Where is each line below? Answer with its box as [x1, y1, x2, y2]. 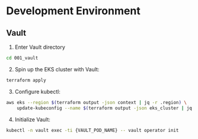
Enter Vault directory [14, 43, 65, 50]
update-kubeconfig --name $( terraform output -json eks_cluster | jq [17, 105, 193, 111]
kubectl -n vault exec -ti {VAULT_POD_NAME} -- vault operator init [6, 127, 179, 133]
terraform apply [6, 77, 46, 83]
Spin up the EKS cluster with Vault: [14, 65, 100, 72]
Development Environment [6, 4, 140, 18]
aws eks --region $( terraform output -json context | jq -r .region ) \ [6, 99, 187, 105]
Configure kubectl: [14, 88, 60, 95]
